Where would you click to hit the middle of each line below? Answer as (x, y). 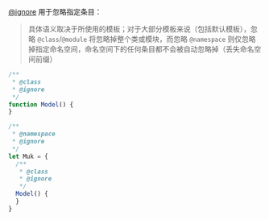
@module (74, 39)
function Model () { (41, 104)
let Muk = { (28, 156)
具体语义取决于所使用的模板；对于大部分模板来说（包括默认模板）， (139, 29)
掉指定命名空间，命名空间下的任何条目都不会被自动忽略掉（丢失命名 (141, 49)
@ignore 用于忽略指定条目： (55, 12)
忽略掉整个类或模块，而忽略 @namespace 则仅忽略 (176, 39)
